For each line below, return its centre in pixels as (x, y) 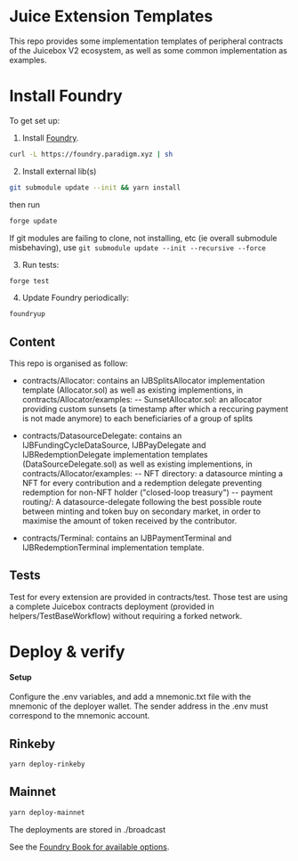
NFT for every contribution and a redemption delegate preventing (142, 483)
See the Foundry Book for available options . (89, 847)
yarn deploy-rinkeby (48, 764)
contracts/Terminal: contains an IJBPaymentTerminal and (127, 538)
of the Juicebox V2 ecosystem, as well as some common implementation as (148, 50)
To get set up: (35, 120)
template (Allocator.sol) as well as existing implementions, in (133, 390)
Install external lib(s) (59, 171)
